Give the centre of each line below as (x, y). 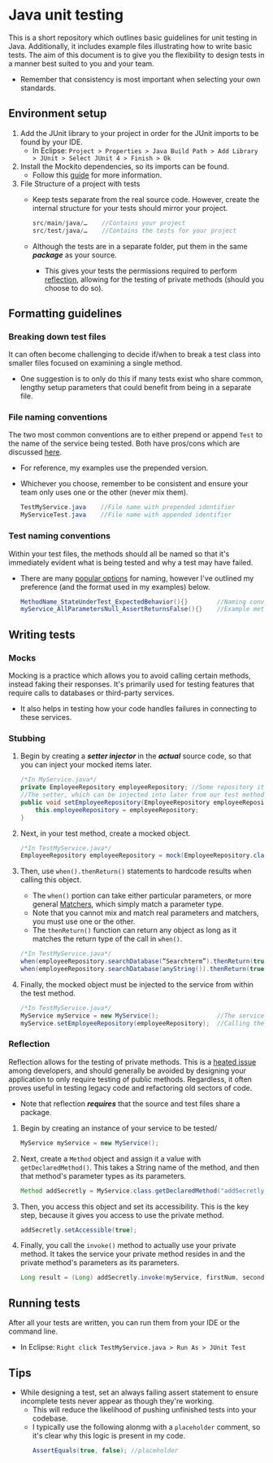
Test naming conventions (60, 536)
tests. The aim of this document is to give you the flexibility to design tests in (136, 55)
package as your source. (75, 255)
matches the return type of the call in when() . (107, 939)
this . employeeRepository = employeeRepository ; (117, 810)
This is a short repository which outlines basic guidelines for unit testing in (133, 37)
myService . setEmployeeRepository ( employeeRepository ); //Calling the (142, 1023)
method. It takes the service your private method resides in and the (132, 1254)
